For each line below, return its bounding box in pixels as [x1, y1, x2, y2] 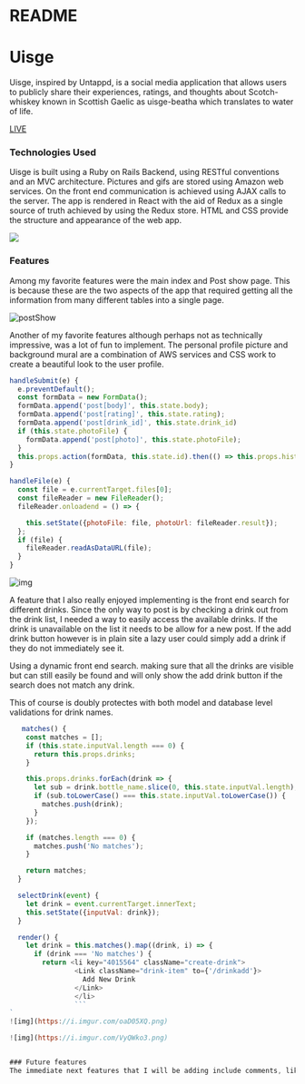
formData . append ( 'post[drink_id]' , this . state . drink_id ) [17, 418, 238, 427]
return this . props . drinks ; [33, 749, 136, 758]
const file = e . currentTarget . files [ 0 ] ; [17, 485, 172, 494]
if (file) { [17, 535, 64, 544]
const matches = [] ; [25, 732, 103, 742]
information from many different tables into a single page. [9, 294, 225, 305]
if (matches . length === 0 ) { [25, 833, 136, 842]
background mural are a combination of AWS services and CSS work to [9, 348, 277, 359]
